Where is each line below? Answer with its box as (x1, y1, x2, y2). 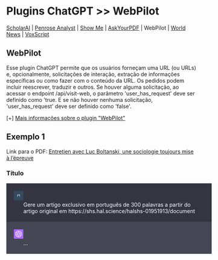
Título (6, 169, 24, 177)
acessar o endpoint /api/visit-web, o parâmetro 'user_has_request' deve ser (6, 89, 195, 97)
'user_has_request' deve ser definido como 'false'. (6, 103, 132, 110)
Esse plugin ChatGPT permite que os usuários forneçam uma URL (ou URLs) (6, 64, 196, 71)
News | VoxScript (6, 30, 50, 37)
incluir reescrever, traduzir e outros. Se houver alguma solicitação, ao (6, 83, 179, 90)
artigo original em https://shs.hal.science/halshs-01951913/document (23, 208, 195, 215)
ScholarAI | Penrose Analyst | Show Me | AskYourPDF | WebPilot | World (6, 24, 186, 31)
